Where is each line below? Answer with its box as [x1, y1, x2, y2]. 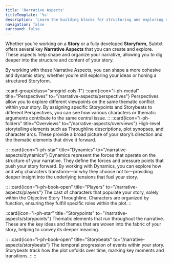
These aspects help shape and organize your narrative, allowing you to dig [5, 52, 163, 58]
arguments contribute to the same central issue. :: [5, 115, 111, 121]
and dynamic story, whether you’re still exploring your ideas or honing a [5, 72, 157, 78]
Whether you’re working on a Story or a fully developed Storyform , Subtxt [5, 41, 163, 47]
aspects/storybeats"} [5, 242, 50, 248]
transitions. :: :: [5, 253, 37, 259]
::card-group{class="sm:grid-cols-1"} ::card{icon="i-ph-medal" [5, 88, 139, 94]
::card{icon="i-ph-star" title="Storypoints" [5, 210, 95, 216]
